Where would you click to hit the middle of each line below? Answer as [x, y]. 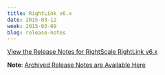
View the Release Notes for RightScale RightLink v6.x [82, 52]
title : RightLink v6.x [40, 13]
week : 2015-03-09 [32, 26]
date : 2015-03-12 [32, 20]
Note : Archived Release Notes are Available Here [76, 65]
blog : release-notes [37, 32]
